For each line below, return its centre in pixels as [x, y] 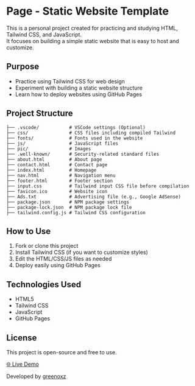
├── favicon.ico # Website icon [57, 191]
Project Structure [40, 114]
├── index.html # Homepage [51, 170]
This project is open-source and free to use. [62, 352]
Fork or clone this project [47, 246]
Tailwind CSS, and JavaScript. [44, 34]
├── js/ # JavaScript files [62, 143]
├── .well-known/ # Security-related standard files [83, 154]
